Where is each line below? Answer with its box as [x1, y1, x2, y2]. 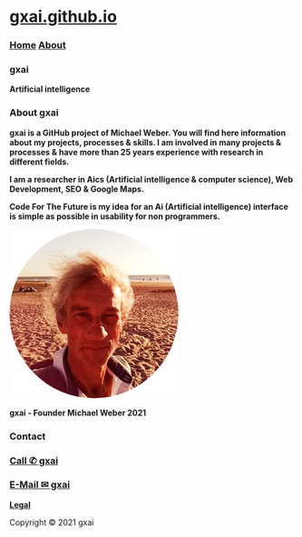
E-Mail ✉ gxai [9, 479, 71, 492]
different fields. [9, 156, 70, 167]
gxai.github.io [9, 6, 118, 27]
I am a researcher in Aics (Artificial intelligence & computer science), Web [9, 174, 293, 184]
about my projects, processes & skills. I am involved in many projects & [9, 136, 282, 147]
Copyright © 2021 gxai [9, 516, 94, 528]
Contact [9, 430, 46, 443]
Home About [9, 39, 66, 52]
